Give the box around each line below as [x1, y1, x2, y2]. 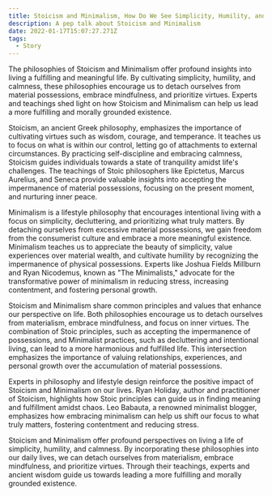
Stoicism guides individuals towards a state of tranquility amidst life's [8, 157, 239, 167]
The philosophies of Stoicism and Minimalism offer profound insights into [8, 64, 253, 74]
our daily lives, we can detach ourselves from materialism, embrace [8, 453, 234, 463]
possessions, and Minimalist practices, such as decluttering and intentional [8, 336, 259, 345]
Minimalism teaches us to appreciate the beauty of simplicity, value [8, 242, 233, 252]
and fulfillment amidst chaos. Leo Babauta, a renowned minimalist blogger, [8, 403, 257, 413]
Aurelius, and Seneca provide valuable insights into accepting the [8, 175, 227, 185]
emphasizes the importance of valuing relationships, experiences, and [8, 353, 243, 362]
